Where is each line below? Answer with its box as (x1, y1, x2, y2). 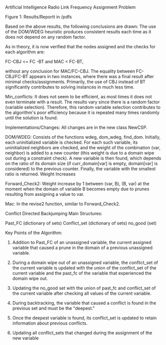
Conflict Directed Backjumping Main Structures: (5, 211, 103, 216)
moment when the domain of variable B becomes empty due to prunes (5, 186, 150, 192)
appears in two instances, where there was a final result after (29, 74, 155, 79)
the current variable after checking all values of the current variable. (12, 290, 152, 296)
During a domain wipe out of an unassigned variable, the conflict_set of (12, 259, 159, 265)
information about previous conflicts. (12, 320, 88, 326)
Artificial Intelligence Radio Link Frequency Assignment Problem (5, 4, 136, 10)
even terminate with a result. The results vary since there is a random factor (5, 99, 160, 105)
